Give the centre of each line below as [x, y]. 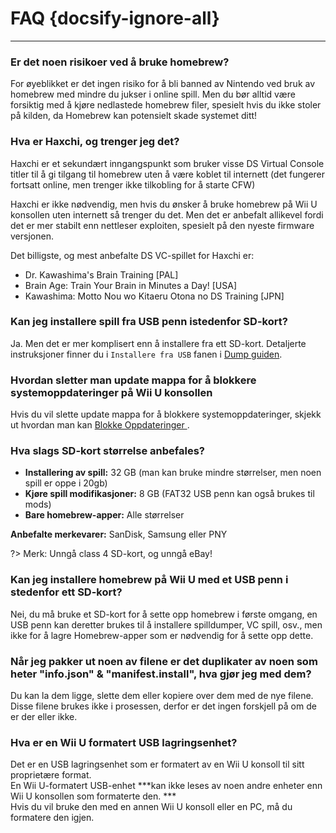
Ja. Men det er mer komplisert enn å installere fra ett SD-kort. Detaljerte [158, 343]
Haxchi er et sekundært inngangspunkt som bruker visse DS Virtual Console [167, 163]
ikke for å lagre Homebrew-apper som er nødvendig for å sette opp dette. [162, 635]
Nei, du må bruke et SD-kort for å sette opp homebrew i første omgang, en [164, 614]
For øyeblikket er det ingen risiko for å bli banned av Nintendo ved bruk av [163, 84]
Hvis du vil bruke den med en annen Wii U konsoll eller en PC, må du [151, 807]
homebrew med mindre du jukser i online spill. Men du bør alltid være [153, 94]
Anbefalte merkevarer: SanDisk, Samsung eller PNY [119, 534]
